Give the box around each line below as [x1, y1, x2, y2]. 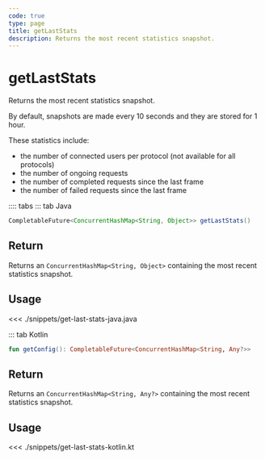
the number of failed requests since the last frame [19, 186, 187, 195]
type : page [8, 19, 45, 27]
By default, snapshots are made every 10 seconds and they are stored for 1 [8, 111, 258, 121]
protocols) [19, 160, 55, 169]
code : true [8, 11, 45, 20]
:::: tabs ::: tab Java [8, 201, 72, 211]
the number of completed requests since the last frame [19, 177, 204, 186]
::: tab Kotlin [8, 329, 48, 339]
